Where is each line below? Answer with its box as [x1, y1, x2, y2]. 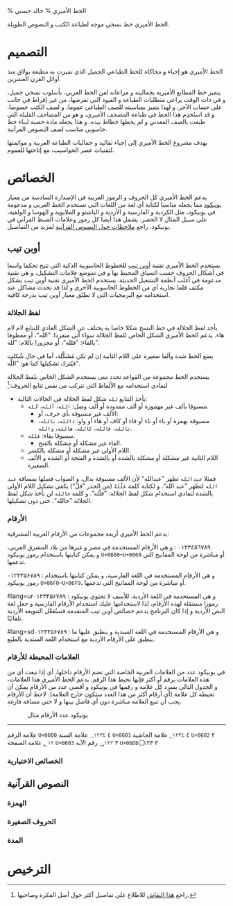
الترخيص [7, 861, 51, 877]
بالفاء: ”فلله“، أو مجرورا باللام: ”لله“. [7, 338, 100, 346]
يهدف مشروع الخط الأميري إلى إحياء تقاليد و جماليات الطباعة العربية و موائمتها [7, 138, 208, 146]
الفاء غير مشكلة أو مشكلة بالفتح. [37, 438, 122, 447]
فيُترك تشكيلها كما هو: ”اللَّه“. [7, 359, 81, 367]
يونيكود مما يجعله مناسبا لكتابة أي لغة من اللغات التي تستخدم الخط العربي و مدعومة [7, 200, 222, 208]
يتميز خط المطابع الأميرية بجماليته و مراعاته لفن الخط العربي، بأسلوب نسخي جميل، [7, 87, 221, 96]
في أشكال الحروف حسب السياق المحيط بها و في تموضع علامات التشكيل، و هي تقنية [7, 268, 224, 277]
